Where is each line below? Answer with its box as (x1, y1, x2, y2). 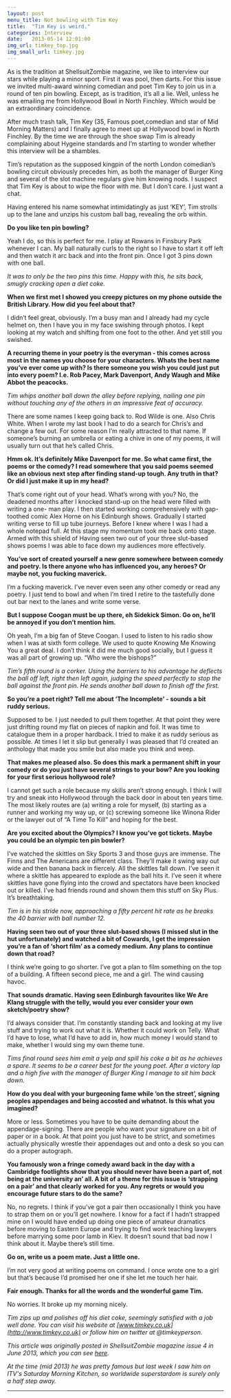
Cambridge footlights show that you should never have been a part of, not (7, 1167, 222, 1175)
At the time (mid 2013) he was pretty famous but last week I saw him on (7, 1362, 211, 1370)
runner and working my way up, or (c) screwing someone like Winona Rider (7, 808, 221, 816)
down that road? (7, 949, 55, 958)
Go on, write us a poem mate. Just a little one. (7, 1253, 140, 1261)
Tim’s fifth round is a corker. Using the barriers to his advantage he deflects (7, 667, 223, 675)
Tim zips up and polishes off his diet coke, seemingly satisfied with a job (7, 1313, 213, 1321)
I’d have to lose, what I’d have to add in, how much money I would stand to (7, 1033, 218, 1042)
